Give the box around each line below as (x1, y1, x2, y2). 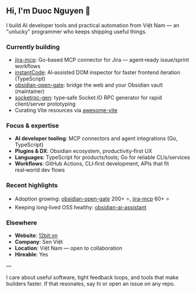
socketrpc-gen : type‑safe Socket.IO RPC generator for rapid (14, 94, 162, 101)
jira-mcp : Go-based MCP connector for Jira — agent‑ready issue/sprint (14, 56, 189, 63)
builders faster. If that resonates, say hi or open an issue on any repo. (6, 280, 175, 287)
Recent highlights (6, 181, 58, 190)
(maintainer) (14, 88, 45, 95)
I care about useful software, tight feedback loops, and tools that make (6, 274, 179, 281)
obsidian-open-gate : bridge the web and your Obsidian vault (14, 81, 163, 89)
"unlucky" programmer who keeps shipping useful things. (6, 28, 147, 35)
